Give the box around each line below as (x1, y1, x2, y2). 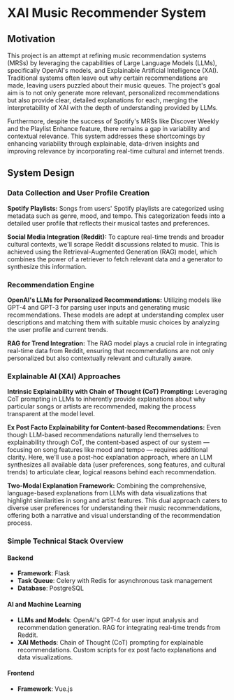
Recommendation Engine (7, 280, 94, 289)
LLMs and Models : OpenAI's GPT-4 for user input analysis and (17, 615, 199, 624)
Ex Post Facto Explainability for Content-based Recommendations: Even (7, 423, 221, 432)
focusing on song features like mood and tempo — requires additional (7, 446, 208, 454)
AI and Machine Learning (7, 601, 82, 608)
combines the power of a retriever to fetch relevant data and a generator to (7, 254, 224, 263)
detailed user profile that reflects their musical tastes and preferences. (7, 219, 210, 227)
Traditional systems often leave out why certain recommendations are (7, 74, 208, 82)
